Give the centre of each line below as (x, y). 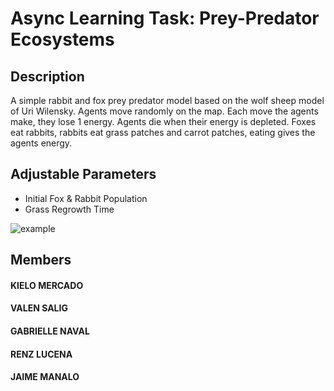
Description (47, 76)
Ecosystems (62, 39)
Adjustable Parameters (83, 174)
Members (41, 260)
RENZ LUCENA (41, 354)
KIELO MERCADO (47, 285)
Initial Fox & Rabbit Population (86, 198)
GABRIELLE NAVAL (50, 331)
